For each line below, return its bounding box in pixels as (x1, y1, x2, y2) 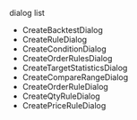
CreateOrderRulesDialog (21, 53, 113, 63)
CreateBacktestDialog (21, 25, 103, 35)
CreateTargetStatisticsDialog (21, 62, 128, 73)
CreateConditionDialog (21, 44, 107, 54)
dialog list (9, 8, 45, 18)
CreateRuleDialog (21, 35, 88, 44)
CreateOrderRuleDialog (21, 82, 109, 92)
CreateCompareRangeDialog (21, 72, 129, 83)
